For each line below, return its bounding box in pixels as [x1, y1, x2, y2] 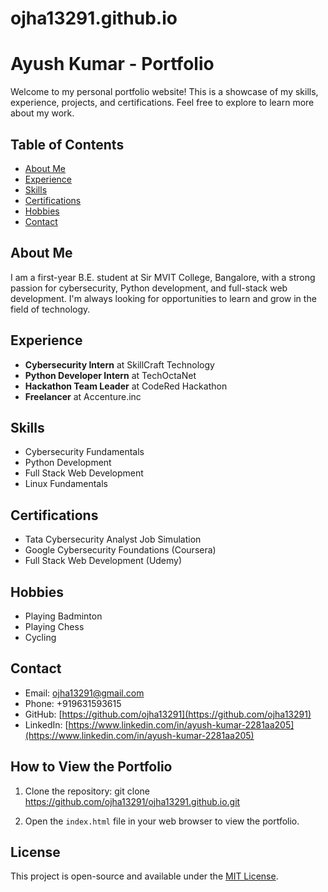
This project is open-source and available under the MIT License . [10, 870, 279, 882]
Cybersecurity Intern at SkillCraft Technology [24, 358, 215, 371]
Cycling [24, 632, 57, 643]
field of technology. [10, 303, 91, 315]
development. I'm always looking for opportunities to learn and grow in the [10, 292, 317, 304]
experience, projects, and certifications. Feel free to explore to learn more [10, 97, 315, 109]
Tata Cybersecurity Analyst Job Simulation [24, 533, 202, 546]
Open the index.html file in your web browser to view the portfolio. [24, 815, 300, 827]
